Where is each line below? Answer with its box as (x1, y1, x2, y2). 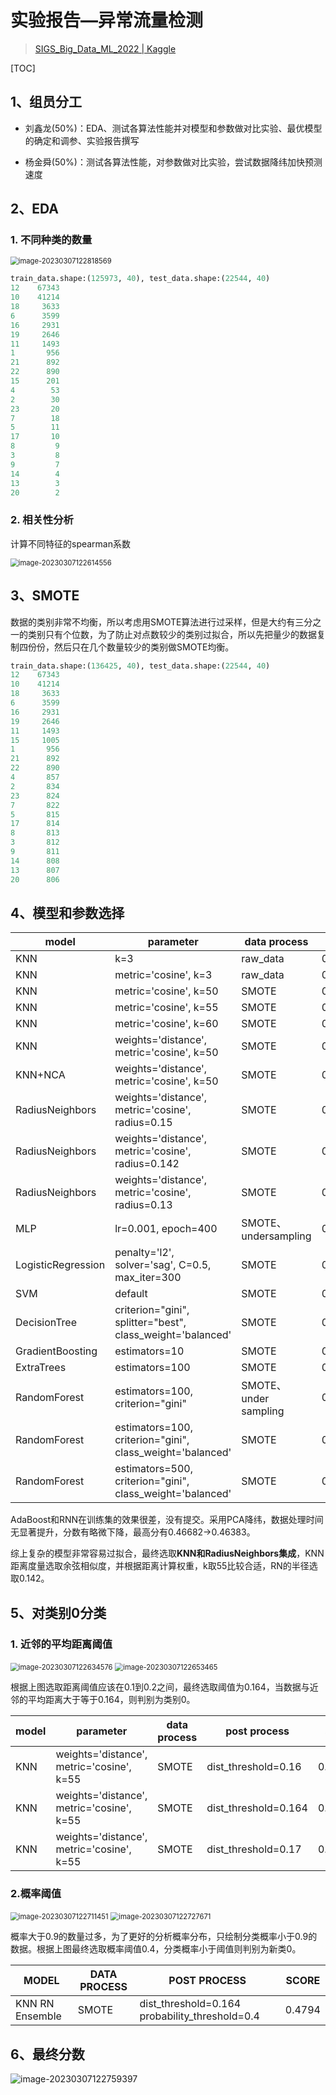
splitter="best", (114, 1316, 187, 1330)
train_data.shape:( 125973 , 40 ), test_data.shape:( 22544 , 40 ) (10, 274, 271, 284)
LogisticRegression (15, 1258, 106, 1272)
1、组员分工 (10, 94, 83, 111)
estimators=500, (114, 1462, 193, 1476)
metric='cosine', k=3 (114, 968, 213, 982)
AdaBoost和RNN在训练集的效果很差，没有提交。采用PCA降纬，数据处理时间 (10, 1514, 324, 1526)
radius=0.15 (114, 1116, 173, 1130)
